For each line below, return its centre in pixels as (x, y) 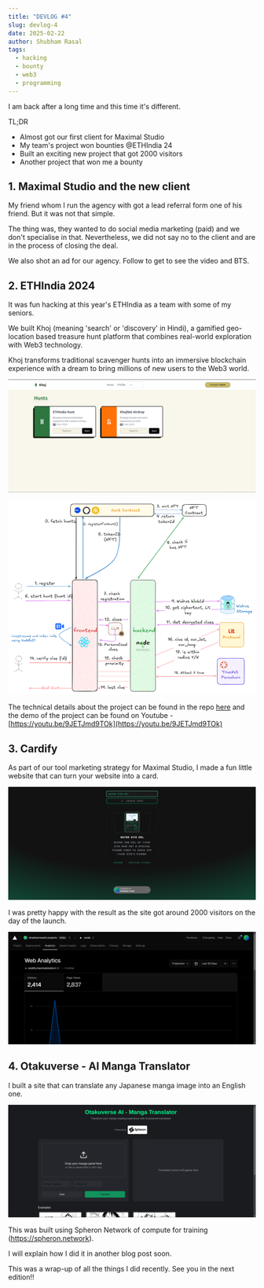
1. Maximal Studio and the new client (99, 187)
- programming (38, 83)
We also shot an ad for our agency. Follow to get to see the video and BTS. (129, 261)
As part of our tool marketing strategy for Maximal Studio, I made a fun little (130, 767)
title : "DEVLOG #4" (40, 17)
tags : (17, 50)
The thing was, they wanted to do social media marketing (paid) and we (124, 229)
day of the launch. (37, 921)
